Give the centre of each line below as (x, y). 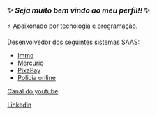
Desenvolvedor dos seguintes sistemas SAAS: (74, 42)
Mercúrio (30, 63)
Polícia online (36, 78)
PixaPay (29, 70)
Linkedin (20, 105)
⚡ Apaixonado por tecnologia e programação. (73, 26)
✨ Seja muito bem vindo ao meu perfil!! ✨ (79, 10)
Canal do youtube (33, 91)
